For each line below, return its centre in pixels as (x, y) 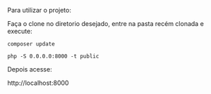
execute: (20, 31)
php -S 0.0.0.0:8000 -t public (53, 56)
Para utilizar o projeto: (40, 10)
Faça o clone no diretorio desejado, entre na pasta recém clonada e (106, 23)
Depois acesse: (30, 69)
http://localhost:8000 (38, 83)
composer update (31, 44)
